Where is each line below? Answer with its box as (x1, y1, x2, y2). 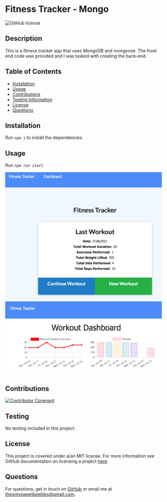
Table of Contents (5, 67, 62, 76)
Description (5, 34, 42, 43)
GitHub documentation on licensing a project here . (5, 458, 108, 464)
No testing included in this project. (5, 425, 76, 431)
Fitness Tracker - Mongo (5, 3, 109, 15)
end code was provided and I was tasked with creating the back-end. (5, 53, 147, 59)
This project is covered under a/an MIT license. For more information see (5, 453, 155, 459)
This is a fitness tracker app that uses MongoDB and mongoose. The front (5, 47, 157, 53)
